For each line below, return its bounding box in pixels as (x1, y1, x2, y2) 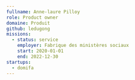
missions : (6, 31, 32, 37)
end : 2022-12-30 (17, 54, 59, 60)
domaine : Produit (6, 20, 50, 26)
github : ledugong (6, 25, 50, 32)
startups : (6, 59, 32, 65)
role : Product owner (6, 14, 59, 20)
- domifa (12, 64, 34, 71)
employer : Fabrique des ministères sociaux (17, 43, 130, 49)
